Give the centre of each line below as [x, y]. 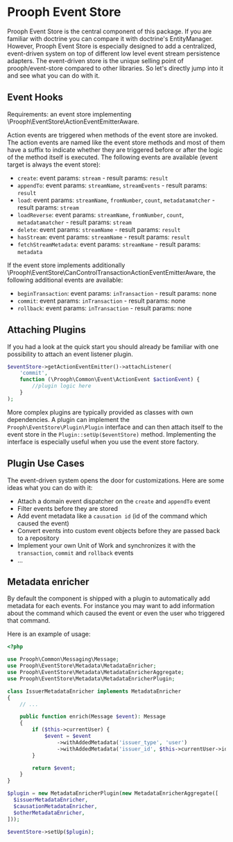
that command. [29, 621]
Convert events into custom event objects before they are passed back [119, 530]
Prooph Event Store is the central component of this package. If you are [110, 31]
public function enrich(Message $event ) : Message [93, 717]
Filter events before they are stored [68, 508]
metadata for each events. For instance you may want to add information [111, 606]
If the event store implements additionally [66, 265]
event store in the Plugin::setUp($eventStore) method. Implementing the [112, 434]
